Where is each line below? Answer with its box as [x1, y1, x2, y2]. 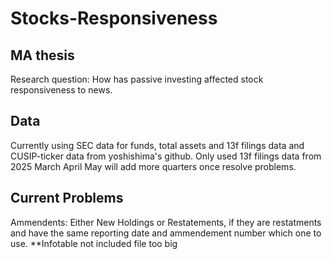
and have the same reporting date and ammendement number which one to [10, 227, 322, 239]
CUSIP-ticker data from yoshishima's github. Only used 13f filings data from [10, 150, 322, 162]
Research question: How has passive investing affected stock [10, 73, 264, 85]
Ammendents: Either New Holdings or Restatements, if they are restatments [10, 216, 322, 228]
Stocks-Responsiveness [10, 7, 218, 30]
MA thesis [10, 47, 75, 64]
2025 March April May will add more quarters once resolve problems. [10, 160, 297, 172]
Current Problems [10, 190, 124, 207]
